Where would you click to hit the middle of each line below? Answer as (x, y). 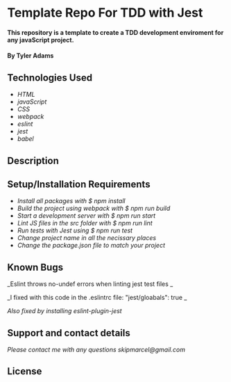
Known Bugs (35, 267)
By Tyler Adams (31, 56)
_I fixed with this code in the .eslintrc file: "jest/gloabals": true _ (97, 298)
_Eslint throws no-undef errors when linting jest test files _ (90, 284)
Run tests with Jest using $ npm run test (75, 230)
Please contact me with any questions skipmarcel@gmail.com (96, 350)
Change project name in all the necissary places (87, 238)
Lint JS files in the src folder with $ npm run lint (85, 223)
